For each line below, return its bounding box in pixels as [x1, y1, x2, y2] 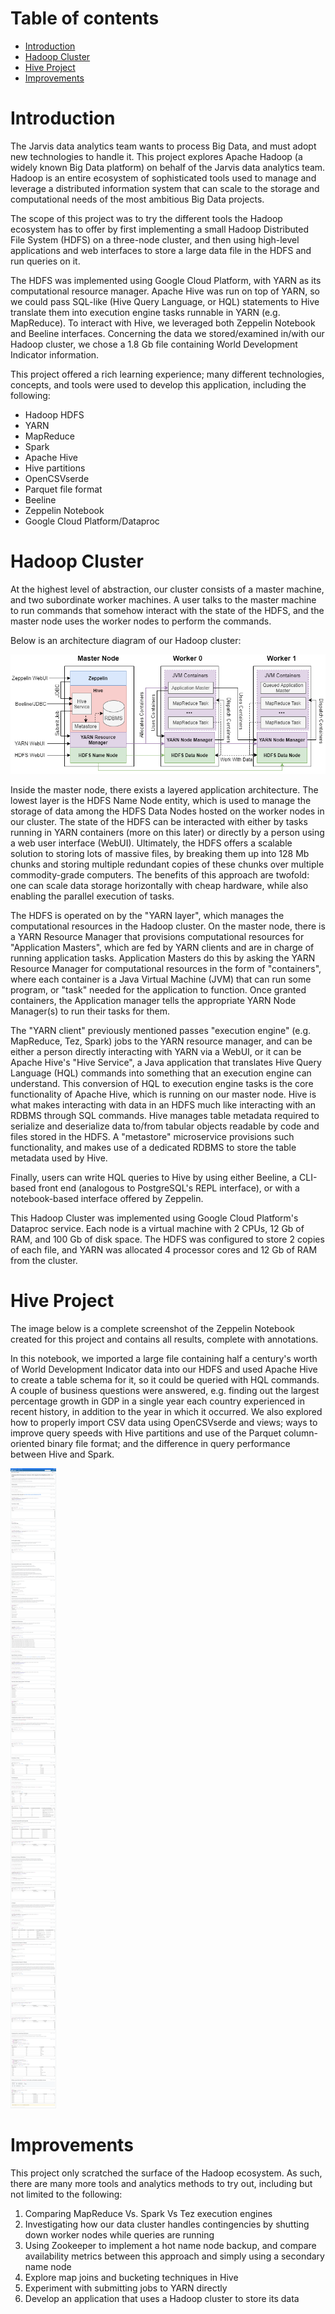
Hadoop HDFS [24, 408, 85, 421]
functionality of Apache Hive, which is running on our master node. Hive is [10, 1088, 317, 1100]
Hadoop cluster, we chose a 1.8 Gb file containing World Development [10, 338, 298, 350]
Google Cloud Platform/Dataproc [24, 515, 160, 527]
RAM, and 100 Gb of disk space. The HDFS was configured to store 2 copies [10, 1233, 325, 1245]
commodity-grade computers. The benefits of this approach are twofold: [10, 868, 310, 881]
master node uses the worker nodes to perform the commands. [10, 615, 272, 627]
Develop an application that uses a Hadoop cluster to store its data [24, 2292, 300, 2304]
